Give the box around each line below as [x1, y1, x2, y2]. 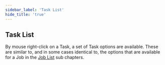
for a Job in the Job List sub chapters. [5, 54, 84, 60]
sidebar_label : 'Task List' [5, 7, 65, 12]
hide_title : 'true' [5, 12, 46, 17]
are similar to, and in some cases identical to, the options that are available [5, 49, 160, 55]
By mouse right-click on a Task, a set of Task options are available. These [5, 43, 158, 50]
